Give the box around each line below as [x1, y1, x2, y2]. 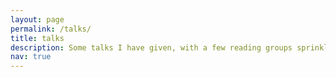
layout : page [10, 14, 65, 25]
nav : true [10, 52, 52, 62]
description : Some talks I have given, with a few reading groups [10, 42, 293, 53]
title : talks [10, 33, 65, 43]
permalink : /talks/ [10, 24, 92, 34]
